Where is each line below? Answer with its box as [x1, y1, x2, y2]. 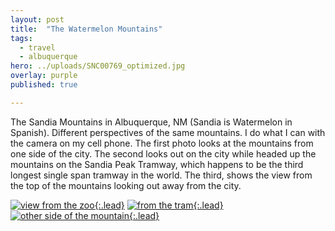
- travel [19, 42, 56, 53]
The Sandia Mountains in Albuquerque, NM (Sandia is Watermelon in [10, 116, 293, 128]
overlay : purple [10, 71, 78, 81]
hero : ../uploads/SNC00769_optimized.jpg [10, 61, 186, 71]
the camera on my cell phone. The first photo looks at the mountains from [10, 137, 314, 149]
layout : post [10, 14, 65, 25]
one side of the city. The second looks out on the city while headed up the [10, 147, 317, 160]
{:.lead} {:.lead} [94, 199, 224, 211]
